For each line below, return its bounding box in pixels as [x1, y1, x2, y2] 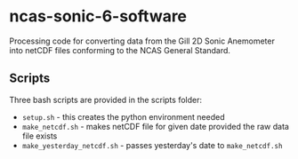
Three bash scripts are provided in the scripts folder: [9, 94, 203, 105]
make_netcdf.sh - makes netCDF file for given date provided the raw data [21, 121, 289, 131]
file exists [21, 131, 58, 141]
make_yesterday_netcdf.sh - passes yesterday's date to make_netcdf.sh [21, 139, 283, 150]
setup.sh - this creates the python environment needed [21, 111, 225, 122]
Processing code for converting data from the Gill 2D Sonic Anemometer [9, 36, 276, 46]
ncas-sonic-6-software [9, 6, 188, 27]
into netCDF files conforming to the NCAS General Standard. [9, 44, 231, 55]
